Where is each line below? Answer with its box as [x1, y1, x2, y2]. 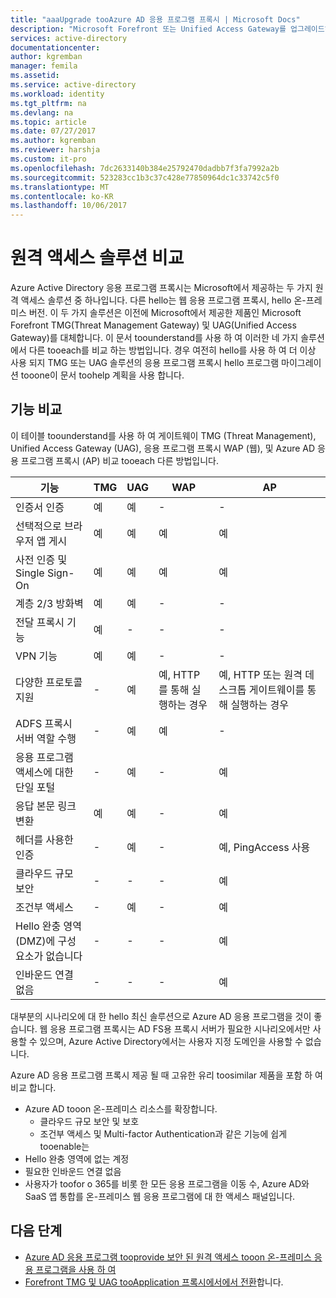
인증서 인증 [15, 500, 65, 514]
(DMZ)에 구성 [15, 934, 77, 948]
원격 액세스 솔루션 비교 [10, 247, 185, 270]
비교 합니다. [10, 1081, 57, 1093]
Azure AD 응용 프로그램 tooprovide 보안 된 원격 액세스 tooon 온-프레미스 [24, 1251, 312, 1263]
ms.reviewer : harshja [10, 145, 101, 155]
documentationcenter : [10, 42, 101, 53]
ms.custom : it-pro [10, 154, 87, 164]
